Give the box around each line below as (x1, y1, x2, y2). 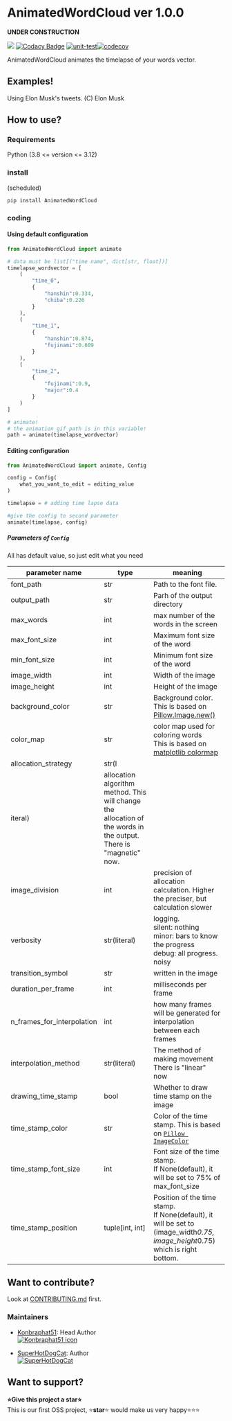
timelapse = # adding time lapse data (7, 500, 119, 507)
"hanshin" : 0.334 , (43, 290, 95, 297)
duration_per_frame (10, 984, 75, 994)
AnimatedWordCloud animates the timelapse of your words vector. (7, 55, 197, 64)
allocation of (104, 813, 144, 822)
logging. (153, 913, 180, 923)
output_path (10, 594, 50, 604)
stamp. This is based (153, 1120, 221, 1129)
